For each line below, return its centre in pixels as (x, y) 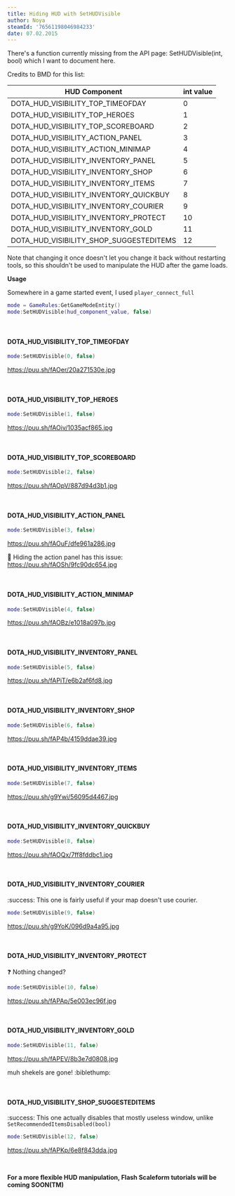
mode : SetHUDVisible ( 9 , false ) (52, 913)
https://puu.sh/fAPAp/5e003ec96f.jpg (62, 1001)
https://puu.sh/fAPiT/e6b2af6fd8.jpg (60, 681)
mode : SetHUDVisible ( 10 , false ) (53, 987)
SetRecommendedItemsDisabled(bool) (59, 1124)
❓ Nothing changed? (37, 972)
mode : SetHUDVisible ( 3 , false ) (52, 530)
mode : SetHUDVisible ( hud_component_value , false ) (80, 312)
